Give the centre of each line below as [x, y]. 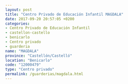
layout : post [19, 10]
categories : [17, 23]
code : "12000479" [23, 65]
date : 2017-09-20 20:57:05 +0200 [40, 19]
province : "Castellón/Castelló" [39, 56]
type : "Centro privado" [30, 70]
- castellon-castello [28, 33]
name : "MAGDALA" [22, 51]
